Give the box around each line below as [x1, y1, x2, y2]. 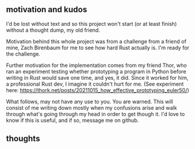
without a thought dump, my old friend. [6, 26, 101, 33]
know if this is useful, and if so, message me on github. [6, 117, 139, 124]
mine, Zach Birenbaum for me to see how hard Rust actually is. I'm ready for [6, 44, 190, 51]
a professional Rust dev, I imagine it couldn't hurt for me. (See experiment [6, 80, 184, 87]
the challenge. [6, 50, 41, 57]
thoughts [6, 134, 40, 144]
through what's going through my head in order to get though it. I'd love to [6, 110, 186, 117]
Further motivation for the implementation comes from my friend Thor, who [6, 62, 187, 69]
